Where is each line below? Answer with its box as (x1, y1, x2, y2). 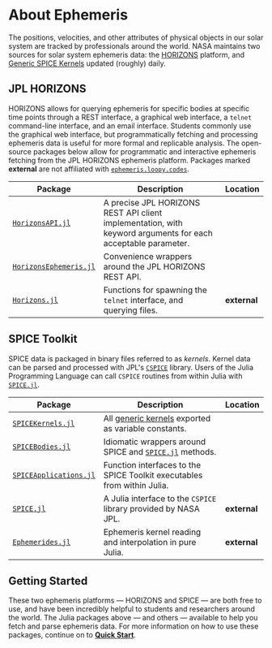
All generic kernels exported (103, 413, 211, 424)
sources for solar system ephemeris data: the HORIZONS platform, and (8, 50, 245, 59)
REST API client (103, 207, 163, 218)
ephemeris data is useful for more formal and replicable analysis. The (8, 138, 240, 148)
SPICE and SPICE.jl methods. (103, 446, 217, 457)
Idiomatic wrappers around (103, 436, 206, 447)
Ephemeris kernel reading (103, 526, 202, 538)
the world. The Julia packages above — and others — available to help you (8, 613, 258, 623)
